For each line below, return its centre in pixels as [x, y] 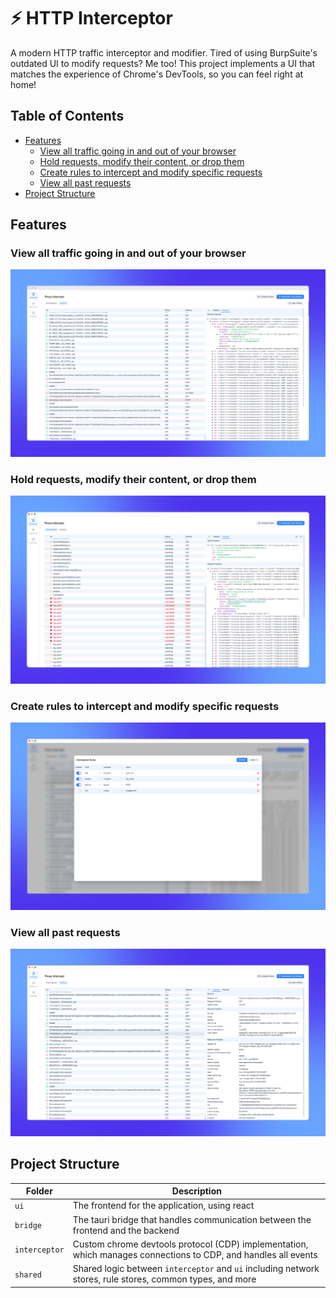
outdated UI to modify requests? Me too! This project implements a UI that [163, 63]
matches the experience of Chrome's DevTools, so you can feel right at [157, 74]
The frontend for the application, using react [163, 1206]
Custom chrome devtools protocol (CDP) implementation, [190, 1244]
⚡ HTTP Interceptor [91, 18]
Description [196, 1191]
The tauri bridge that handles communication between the [192, 1219]
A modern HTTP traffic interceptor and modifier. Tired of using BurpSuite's [164, 52]
